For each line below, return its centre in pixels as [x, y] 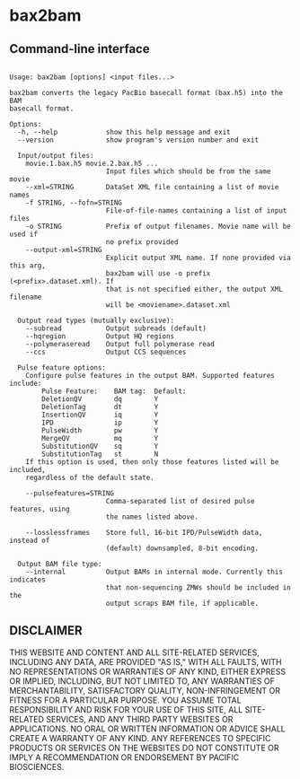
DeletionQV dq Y [100, 399]
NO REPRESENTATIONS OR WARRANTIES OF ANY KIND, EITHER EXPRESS [147, 671]
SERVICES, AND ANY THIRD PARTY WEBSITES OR [140, 719]
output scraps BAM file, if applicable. [182, 603]
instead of [30, 540]
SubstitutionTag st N [100, 454]
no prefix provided [142, 242]
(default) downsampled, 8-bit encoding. [182, 548]
